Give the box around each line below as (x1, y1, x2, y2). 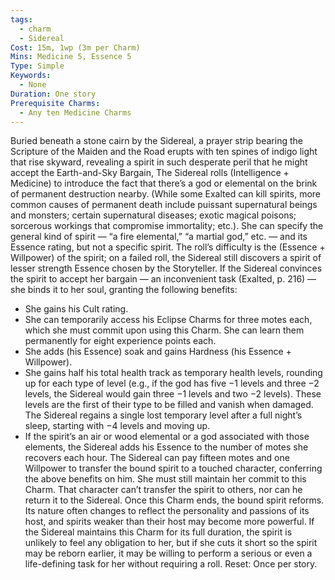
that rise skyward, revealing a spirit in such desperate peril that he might (10, 156, 308, 168)
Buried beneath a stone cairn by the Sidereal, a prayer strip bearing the (10, 135, 303, 147)
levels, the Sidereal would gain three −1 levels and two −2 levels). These (24, 388, 322, 400)
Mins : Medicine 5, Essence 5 (10, 52, 132, 62)
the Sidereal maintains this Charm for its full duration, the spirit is (24, 526, 293, 538)
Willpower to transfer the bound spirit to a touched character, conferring (24, 462, 323, 475)
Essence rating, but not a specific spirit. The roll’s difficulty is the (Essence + (10, 241, 326, 253)
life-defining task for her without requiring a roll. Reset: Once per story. (24, 558, 318, 570)
